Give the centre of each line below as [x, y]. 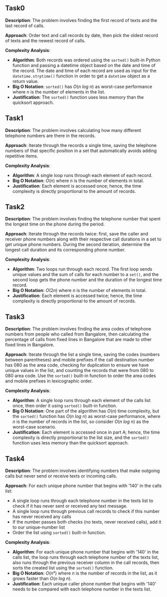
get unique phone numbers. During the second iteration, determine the [78, 244]
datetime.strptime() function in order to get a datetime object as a [81, 76]
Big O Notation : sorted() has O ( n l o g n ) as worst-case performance [82, 86]
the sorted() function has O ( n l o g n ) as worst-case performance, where [86, 416]
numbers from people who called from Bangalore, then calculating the [77, 334]
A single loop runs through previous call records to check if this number [86, 511]
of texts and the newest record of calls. [45, 40]
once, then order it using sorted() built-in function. [65, 406]
